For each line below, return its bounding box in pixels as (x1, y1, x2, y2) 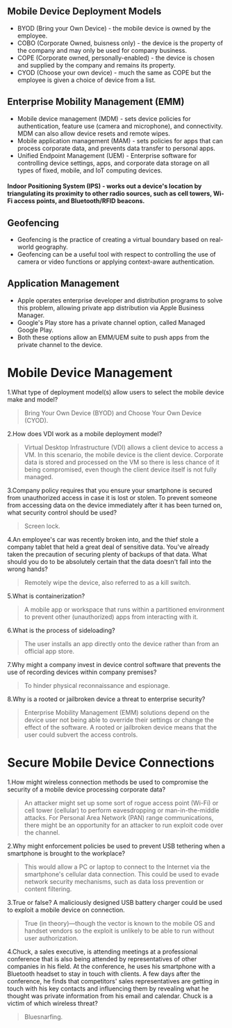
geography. (35, 243, 68, 251)
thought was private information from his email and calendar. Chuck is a (7, 991, 213, 1000)
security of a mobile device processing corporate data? (7, 785, 166, 794)
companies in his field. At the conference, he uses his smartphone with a (7, 962, 215, 970)
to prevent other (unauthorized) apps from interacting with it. (24, 612, 199, 621)
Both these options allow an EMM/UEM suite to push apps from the (17, 333, 210, 342)
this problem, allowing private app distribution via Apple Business (17, 303, 205, 312)
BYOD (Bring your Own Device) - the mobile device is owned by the (17, 24, 211, 32)
